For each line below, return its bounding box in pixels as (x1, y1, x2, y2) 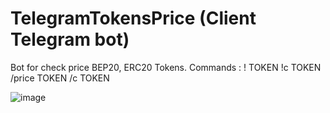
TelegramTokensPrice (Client (10, 7, 257, 30)
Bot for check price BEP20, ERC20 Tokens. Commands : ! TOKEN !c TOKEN (10, 61, 322, 73)
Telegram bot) (10, 28, 130, 51)
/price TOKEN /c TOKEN (10, 72, 110, 84)
